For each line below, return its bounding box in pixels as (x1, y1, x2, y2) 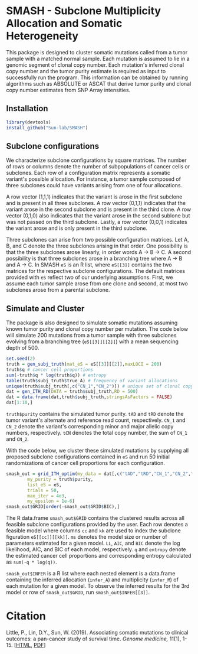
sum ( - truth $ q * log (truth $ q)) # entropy (6, 372, 107, 378)
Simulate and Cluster (6, 303, 85, 314)
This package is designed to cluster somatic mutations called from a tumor (6, 48, 187, 56)
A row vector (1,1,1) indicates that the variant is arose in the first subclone (6, 193, 183, 200)
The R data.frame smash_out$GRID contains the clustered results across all (6, 515, 184, 522)
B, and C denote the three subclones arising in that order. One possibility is (6, 242, 188, 249)
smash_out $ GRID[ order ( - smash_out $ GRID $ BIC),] (6, 504, 120, 510)
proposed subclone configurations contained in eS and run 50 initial (6, 453, 170, 460)
